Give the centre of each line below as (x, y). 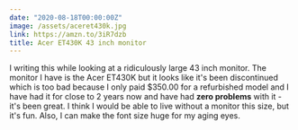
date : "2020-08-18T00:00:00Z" (66, 17)
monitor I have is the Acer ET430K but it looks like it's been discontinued (144, 78)
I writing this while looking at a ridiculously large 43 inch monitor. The (138, 68)
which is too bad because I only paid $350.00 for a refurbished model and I (149, 87)
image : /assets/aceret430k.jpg (68, 26)
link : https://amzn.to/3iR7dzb (68, 34)
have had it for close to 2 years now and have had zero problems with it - (145, 97)
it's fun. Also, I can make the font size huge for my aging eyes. (125, 116)
